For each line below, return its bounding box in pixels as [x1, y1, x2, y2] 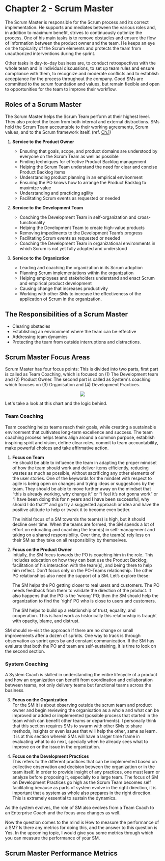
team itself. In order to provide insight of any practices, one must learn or [12, 769, 160, 775]
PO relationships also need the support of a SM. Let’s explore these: [12, 573, 150, 578]
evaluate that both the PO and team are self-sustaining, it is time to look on [5, 643, 156, 649]
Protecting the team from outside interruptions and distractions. [12, 339, 141, 344]
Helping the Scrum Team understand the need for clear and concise [19, 164, 157, 170]
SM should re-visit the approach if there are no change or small [5, 627, 134, 633]
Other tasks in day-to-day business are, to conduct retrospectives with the [5, 60, 156, 66]
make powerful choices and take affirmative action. [5, 445, 109, 451]
